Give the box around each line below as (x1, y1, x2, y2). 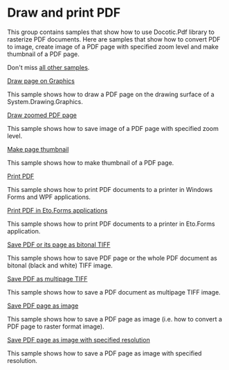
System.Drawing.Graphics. (7, 97, 83, 105)
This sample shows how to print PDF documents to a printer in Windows (7, 185, 213, 193)
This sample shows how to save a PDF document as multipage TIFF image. (7, 288, 221, 296)
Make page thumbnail (7, 145, 69, 153)
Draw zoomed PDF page (7, 111, 77, 119)
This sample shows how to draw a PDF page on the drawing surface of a (7, 90, 214, 98)
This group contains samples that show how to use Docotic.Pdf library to (7, 28, 214, 36)
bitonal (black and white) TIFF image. (7, 261, 113, 270)
